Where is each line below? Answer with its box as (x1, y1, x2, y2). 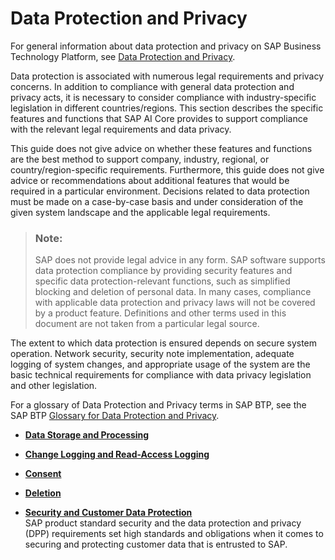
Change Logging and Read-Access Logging (24, 448, 210, 461)
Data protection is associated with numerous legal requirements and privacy (10, 70, 325, 82)
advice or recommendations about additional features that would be (10, 174, 290, 186)
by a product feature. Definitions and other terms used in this (34, 307, 287, 319)
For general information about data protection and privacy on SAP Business (10, 40, 322, 52)
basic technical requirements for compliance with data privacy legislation (10, 369, 312, 381)
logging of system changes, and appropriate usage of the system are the (10, 358, 311, 371)
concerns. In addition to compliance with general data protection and (10, 80, 295, 92)
